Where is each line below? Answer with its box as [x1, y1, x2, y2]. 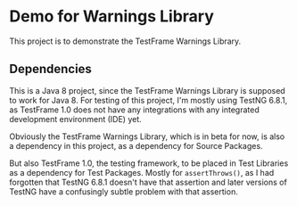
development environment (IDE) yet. [9, 113, 142, 124]
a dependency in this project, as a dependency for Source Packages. [9, 140, 263, 151]
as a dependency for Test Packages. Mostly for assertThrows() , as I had [9, 167, 275, 177]
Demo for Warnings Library [9, 6, 214, 27]
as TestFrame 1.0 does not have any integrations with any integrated [9, 104, 260, 115]
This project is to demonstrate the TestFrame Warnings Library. [9, 36, 242, 46]
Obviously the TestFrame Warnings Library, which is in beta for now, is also [9, 131, 285, 142]
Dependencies [9, 62, 92, 77]
